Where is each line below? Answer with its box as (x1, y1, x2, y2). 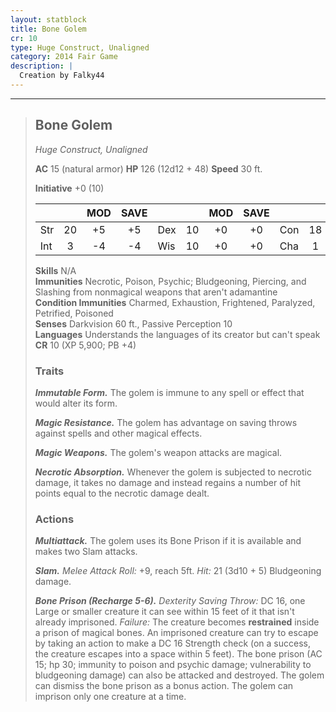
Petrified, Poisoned (34, 307, 114, 319)
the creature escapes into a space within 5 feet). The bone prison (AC (34, 648, 323, 660)
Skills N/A (34, 264, 77, 276)
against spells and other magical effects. (34, 427, 203, 439)
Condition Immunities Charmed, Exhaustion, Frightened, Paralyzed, (34, 296, 316, 308)
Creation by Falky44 (19, 71, 105, 81)
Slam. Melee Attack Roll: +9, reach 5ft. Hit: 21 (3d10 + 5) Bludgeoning (34, 565, 322, 577)
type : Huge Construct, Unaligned (10, 42, 150, 53)
